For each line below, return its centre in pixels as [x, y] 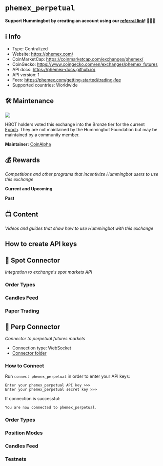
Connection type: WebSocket [42, 348]
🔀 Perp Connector [32, 327]
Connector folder [29, 353]
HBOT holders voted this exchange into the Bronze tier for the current [75, 124]
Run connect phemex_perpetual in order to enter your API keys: [68, 376]
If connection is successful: [33, 399]
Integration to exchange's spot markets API [49, 272]
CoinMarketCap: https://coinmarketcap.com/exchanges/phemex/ [78, 59]
